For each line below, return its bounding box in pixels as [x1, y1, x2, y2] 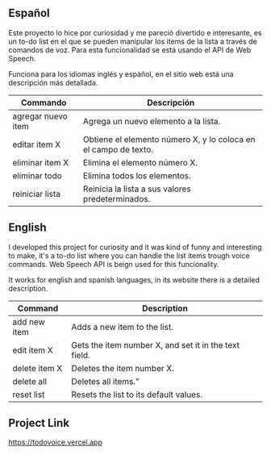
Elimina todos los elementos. [83, 169, 191, 181]
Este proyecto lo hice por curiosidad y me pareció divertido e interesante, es [8, 27, 262, 37]
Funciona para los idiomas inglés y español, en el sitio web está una [8, 69, 234, 79]
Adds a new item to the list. [71, 321, 173, 332]
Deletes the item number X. [71, 362, 175, 374]
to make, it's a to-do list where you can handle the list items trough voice [8, 250, 250, 261]
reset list [12, 389, 45, 400]
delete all [12, 375, 47, 386]
